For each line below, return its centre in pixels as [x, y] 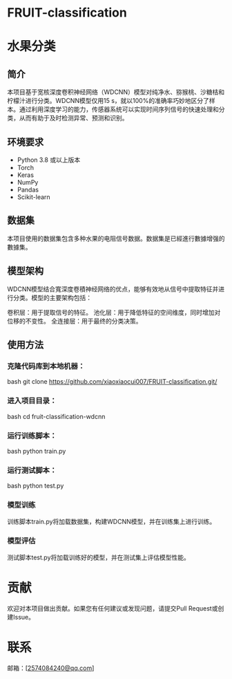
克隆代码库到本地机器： [46, 366]
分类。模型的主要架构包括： [52, 297]
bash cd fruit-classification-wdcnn [56, 416]
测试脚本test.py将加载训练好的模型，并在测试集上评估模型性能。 [98, 557]
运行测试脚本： [32, 470]
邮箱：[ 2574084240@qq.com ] [51, 668]
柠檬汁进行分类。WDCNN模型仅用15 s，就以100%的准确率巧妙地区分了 [108, 101]
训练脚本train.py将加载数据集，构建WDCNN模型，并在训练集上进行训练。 [112, 521]
